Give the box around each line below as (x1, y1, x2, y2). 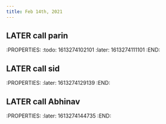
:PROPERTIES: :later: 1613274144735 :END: (6, 112, 112, 119)
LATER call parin (6, 31, 69, 41)
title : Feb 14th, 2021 (6, 8, 63, 15)
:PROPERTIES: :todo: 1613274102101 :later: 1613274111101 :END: (6, 46, 161, 53)
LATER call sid (6, 63, 60, 74)
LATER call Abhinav (6, 96, 81, 107)
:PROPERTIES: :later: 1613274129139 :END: (6, 80, 110, 87)
